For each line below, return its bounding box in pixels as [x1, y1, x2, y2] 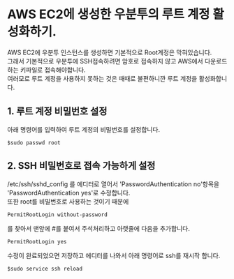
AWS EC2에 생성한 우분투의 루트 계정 [7, 6, 210, 22]
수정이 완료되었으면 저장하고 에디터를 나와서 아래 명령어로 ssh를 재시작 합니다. [7, 251, 221, 259]
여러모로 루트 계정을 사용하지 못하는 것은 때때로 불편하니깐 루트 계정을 [7, 74, 198, 82]
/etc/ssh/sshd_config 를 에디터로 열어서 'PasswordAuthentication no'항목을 [7, 179, 220, 188]
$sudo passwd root [7, 139, 61, 146]
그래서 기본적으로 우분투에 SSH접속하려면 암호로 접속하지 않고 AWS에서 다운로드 [7, 56, 228, 65]
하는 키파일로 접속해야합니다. [7, 66, 86, 74]
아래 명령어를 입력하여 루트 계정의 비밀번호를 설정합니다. [7, 125, 161, 133]
